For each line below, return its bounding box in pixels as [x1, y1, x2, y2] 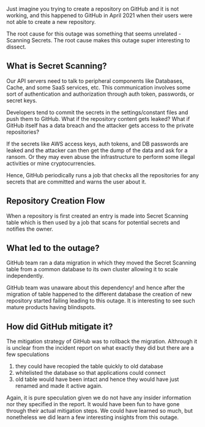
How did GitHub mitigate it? [6, 321, 113, 332]
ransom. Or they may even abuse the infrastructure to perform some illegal [6, 153, 195, 160]
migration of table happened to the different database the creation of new [6, 291, 192, 298]
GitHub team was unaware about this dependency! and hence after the [6, 284, 185, 291]
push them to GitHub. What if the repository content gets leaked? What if [6, 115, 190, 122]
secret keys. [6, 96, 37, 104]
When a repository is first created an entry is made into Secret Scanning [6, 212, 188, 220]
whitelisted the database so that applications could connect [15, 369, 166, 377]
